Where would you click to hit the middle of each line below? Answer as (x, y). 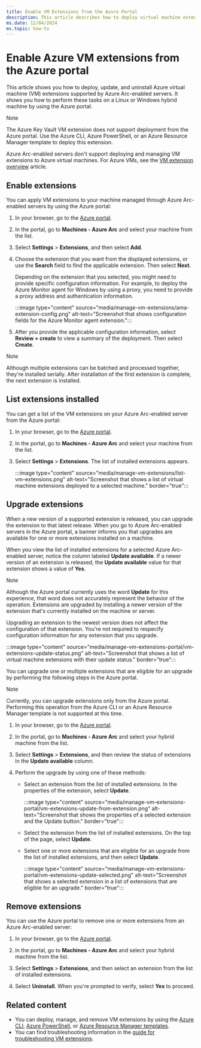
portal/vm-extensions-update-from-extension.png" (87, 808)
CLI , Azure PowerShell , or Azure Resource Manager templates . (92, 1026)
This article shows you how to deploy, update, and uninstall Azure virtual (96, 87)
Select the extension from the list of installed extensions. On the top (107, 833)
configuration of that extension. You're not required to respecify (85, 628)
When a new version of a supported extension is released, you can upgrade (100, 519)
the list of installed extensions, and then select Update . (92, 857)
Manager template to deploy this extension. (60, 142)
